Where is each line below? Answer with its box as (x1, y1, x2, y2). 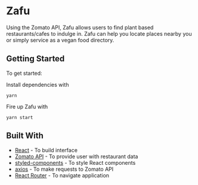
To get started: (6, 70, 43, 77)
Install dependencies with (6, 81, 69, 88)
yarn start (6, 114, 33, 120)
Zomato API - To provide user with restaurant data (14, 153, 138, 160)
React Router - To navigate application (14, 171, 109, 179)
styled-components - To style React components (14, 159, 136, 166)
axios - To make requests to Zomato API (14, 165, 114, 173)
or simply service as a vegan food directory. (6, 36, 115, 43)
